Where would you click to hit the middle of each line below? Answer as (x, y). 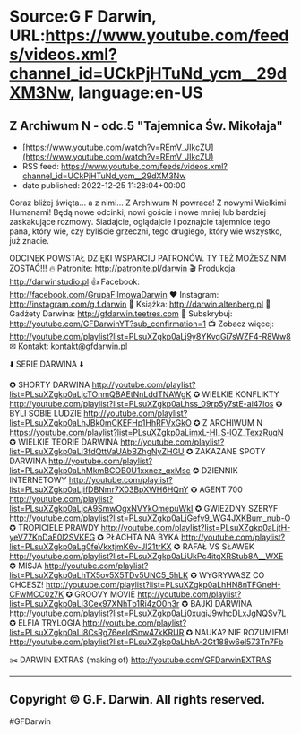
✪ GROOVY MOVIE (101, 594)
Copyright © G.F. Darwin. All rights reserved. (138, 699)
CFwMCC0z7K (37, 594)
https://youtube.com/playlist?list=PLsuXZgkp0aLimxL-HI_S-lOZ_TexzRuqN (146, 432)
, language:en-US (136, 93)
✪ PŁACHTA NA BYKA (138, 537)
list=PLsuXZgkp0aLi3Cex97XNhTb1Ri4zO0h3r (95, 604)
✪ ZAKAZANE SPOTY (226, 451)
